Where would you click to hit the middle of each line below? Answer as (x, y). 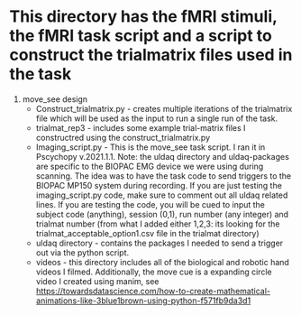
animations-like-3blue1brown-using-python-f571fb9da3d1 (143, 301)
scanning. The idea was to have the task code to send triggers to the (164, 176)
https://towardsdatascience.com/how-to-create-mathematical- (153, 291)
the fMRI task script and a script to (141, 36)
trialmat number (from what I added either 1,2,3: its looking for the (158, 224)
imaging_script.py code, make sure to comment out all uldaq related (162, 195)
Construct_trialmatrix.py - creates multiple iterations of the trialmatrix (164, 108)
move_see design (55, 99)
